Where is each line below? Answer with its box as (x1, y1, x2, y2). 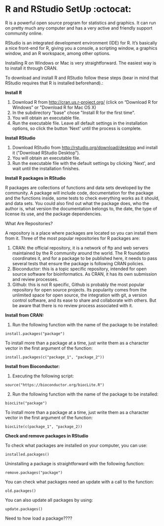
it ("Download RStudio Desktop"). (12, 150, 80, 156)
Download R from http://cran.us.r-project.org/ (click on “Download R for (12, 99, 158, 105)
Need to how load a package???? (5, 515, 72, 521)
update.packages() (5, 506, 43, 512)
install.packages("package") (5, 331, 65, 336)
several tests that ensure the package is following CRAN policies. (12, 260, 144, 266)
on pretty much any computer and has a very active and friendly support (5, 25, 153, 31)
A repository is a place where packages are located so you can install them (5, 230, 158, 236)
